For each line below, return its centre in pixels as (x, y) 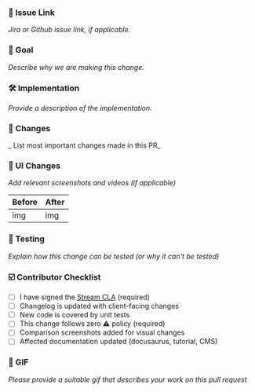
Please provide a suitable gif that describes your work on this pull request (127, 379)
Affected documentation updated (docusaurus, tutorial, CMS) (118, 342)
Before (25, 202)
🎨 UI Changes (35, 166)
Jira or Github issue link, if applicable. (69, 30)
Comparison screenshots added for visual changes (102, 332)
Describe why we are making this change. (76, 67)
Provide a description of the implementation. (80, 108)
